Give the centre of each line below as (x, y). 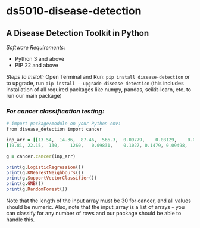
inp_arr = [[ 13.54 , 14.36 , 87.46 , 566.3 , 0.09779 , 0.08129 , (92, 140)
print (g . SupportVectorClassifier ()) (51, 178)
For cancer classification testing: (55, 111)
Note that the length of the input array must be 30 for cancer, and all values (99, 201)
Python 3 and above (39, 59)
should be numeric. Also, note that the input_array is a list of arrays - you (96, 207)
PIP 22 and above (36, 65)
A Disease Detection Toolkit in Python (78, 33)
